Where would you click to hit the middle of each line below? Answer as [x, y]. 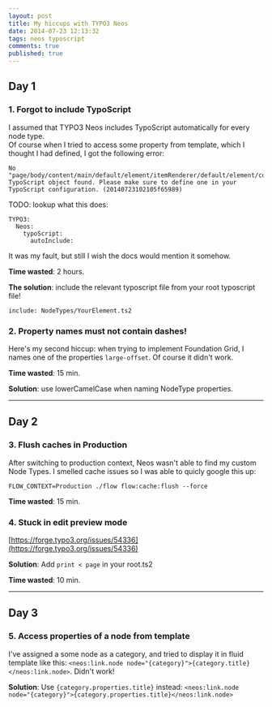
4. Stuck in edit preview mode [68, 522]
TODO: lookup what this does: [58, 205]
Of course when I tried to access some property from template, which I [127, 144]
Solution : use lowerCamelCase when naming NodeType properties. [121, 388]
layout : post [30, 16]
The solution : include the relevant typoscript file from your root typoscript [132, 287]
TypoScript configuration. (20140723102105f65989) [96, 189]
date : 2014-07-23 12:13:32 [54, 31]
